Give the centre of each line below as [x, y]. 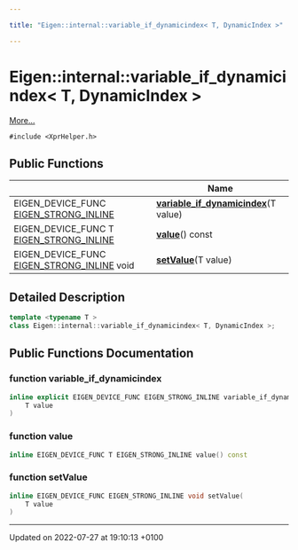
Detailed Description [67, 297]
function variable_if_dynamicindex [86, 379]
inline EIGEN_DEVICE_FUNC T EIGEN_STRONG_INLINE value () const [129, 455]
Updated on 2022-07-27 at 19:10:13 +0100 [86, 538]
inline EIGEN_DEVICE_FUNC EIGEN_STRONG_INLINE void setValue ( [126, 496]
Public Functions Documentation [102, 354]
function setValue [48, 477]
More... [22, 120]
